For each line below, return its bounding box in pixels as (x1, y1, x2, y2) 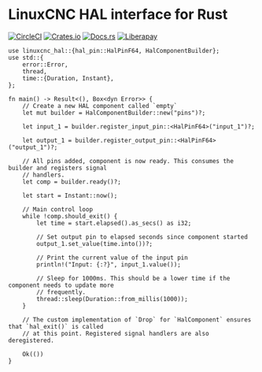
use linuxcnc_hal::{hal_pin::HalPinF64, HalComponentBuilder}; (8, 46, 220, 54)
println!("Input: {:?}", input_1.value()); (36, 260, 181, 269)
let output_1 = (22, 136, 72, 144)
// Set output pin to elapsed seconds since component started (36, 232, 248, 241)
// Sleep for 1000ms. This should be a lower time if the (36, 274, 231, 282)
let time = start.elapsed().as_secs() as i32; (36, 219, 192, 227)
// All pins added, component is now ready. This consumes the (22, 157, 234, 165)
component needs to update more (8, 281, 114, 289)
